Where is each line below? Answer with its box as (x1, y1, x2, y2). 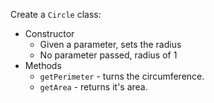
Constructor (24, 28, 75, 39)
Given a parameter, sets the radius (39, 39, 182, 50)
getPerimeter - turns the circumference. (39, 70, 205, 82)
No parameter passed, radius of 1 (39, 49, 178, 61)
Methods (24, 60, 62, 71)
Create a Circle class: (10, 9, 102, 20)
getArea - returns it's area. (39, 81, 148, 93)
